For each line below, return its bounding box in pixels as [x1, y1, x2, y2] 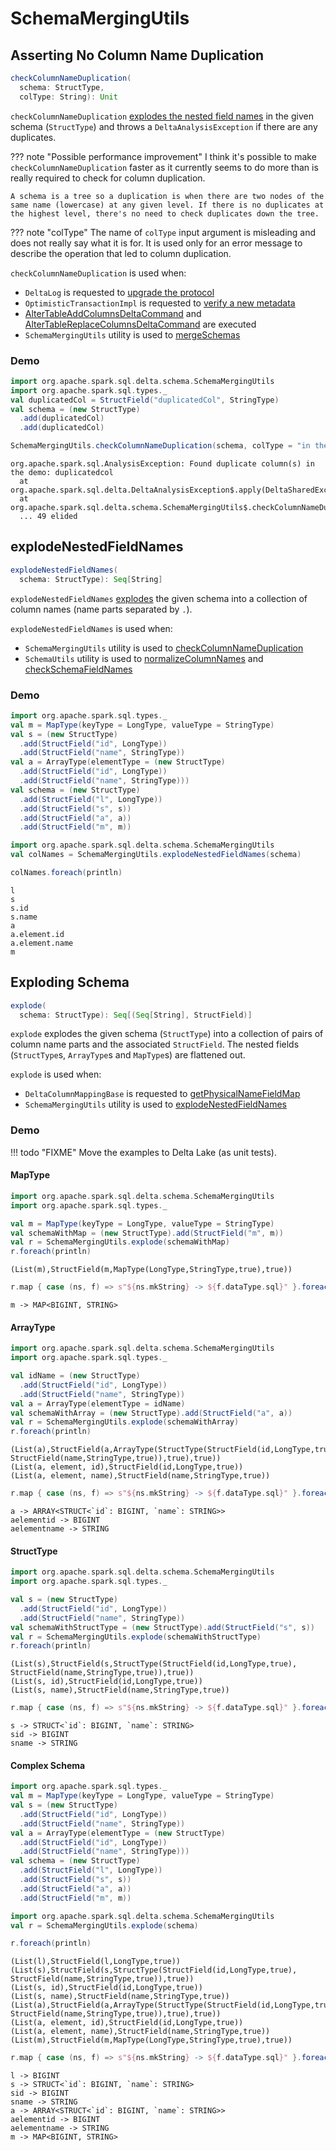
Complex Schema [10, 1759, 86, 1771]
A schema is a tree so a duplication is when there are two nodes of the [10, 191, 325, 201]
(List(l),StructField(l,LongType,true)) [10, 1957, 182, 1967]
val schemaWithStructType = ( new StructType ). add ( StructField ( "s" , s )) [10, 1622, 315, 1632]
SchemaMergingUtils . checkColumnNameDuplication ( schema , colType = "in [10, 441, 311, 451]
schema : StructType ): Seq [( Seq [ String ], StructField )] [19, 1010, 253, 1020]
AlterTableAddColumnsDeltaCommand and [24, 307, 202, 319]
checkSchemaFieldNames [24, 663, 133, 675]
